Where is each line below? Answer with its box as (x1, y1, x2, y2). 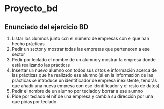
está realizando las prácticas (11, 62, 70, 68)
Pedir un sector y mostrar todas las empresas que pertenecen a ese (11, 46, 150, 52)
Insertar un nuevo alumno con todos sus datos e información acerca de (11, 67, 157, 73)
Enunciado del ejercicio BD (4, 23, 89, 31)
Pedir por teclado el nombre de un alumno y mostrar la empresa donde (11, 57, 156, 62)
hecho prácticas (11, 41, 45, 47)
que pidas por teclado (11, 99, 57, 104)
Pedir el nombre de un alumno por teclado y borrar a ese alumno (11, 88, 143, 94)
